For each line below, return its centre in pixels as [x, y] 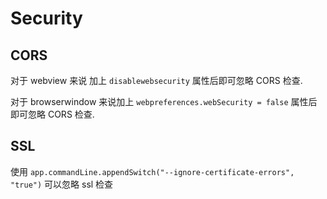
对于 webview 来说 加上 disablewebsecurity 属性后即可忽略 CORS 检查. [156, 80]
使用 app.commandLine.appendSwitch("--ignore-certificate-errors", [152, 171]
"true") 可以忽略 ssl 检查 [62, 184]
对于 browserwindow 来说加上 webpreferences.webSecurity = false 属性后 [164, 101]
